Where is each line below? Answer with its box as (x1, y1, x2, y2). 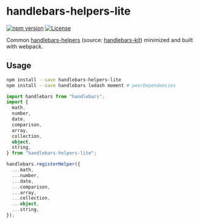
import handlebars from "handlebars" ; (6, 93, 105, 99)
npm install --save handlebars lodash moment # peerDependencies (6, 82, 176, 89)
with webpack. (6, 43, 43, 50)
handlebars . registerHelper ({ (6, 161, 81, 167)
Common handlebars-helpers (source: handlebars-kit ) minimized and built (6, 36, 194, 43)
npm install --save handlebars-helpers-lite (6, 76, 121, 83)
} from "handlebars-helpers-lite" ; (6, 150, 97, 156)
